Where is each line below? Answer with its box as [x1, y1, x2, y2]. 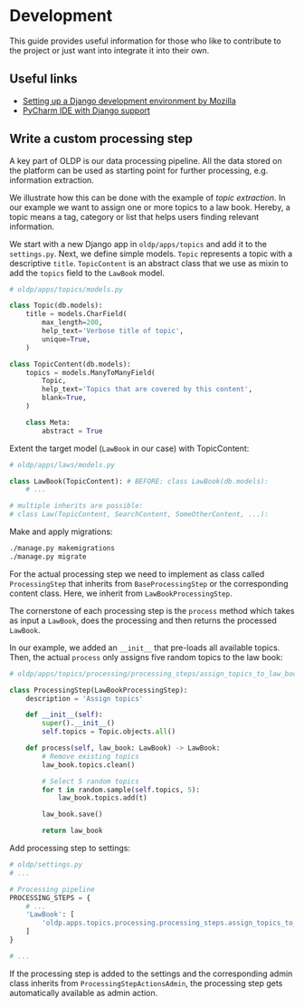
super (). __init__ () [42, 719, 116, 728]
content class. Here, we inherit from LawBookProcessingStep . [9, 588, 233, 599]
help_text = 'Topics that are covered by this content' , [42, 385, 253, 394]
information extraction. [9, 174, 95, 186]
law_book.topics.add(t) [57, 793, 147, 802]
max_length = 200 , [42, 318, 103, 327]
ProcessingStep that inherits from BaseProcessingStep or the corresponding [9, 578, 289, 589]
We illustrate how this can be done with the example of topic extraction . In [9, 192, 287, 203]
